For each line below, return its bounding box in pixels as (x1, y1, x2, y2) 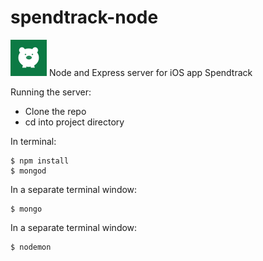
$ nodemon (10, 242, 52, 252)
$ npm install (10, 156, 70, 166)
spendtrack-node (10, 6, 159, 29)
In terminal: (10, 135, 57, 147)
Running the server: (10, 86, 92, 98)
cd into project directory (24, 116, 125, 128)
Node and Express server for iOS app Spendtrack (48, 66, 253, 78)
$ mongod (10, 166, 47, 176)
